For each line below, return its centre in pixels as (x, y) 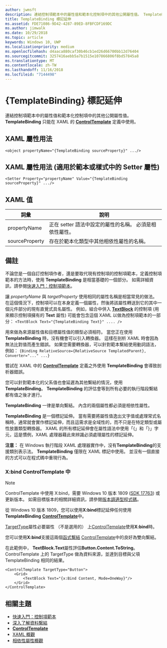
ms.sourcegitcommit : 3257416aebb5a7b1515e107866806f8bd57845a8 (72, 56)
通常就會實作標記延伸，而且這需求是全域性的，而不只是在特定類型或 (88, 422)
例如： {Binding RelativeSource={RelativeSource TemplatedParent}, (76, 351)
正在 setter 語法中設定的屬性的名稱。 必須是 (100, 224)
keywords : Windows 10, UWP (33, 42)
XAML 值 (19, 200)
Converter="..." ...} (28, 356)
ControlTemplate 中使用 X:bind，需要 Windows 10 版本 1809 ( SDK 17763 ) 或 (83, 493)
